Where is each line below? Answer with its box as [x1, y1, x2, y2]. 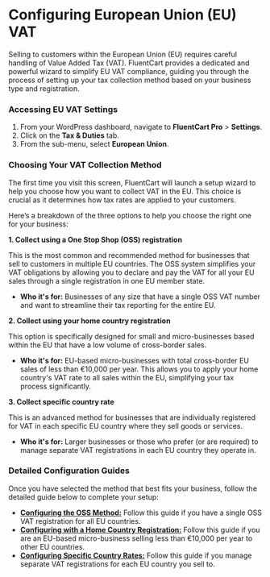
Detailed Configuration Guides [8, 465, 131, 476]
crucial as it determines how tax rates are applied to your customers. [8, 195, 236, 205]
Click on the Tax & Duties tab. [19, 131, 119, 140]
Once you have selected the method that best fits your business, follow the [8, 484, 258, 493]
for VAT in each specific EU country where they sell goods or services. [8, 421, 243, 430]
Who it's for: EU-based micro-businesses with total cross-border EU [19, 355, 250, 365]
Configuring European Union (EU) [8, 6, 237, 24]
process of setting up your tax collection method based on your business [8, 75, 251, 85]
